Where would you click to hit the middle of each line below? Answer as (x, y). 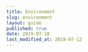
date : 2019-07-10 (28, 34)
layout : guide (24, 23)
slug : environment (29, 17)
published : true (27, 28)
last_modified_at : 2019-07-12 (44, 39)
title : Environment (31, 12)
